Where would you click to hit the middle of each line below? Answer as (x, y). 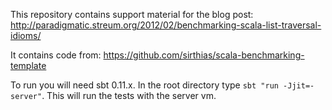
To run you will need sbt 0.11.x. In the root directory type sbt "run (144, 85)
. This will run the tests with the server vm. (129, 95)
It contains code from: (56, 55)
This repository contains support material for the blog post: (132, 14)
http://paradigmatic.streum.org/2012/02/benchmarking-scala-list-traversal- (166, 25)
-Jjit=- (299, 86)
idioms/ (26, 35)
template (28, 65)
